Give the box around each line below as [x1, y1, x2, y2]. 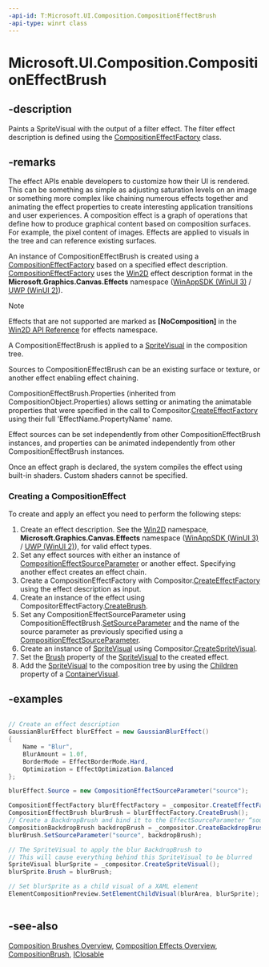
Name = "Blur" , [22, 743, 74, 751]
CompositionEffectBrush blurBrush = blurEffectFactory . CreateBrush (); [8, 809, 249, 817]
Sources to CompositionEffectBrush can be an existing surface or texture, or [8, 365, 260, 375]
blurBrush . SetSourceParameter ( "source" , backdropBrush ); [8, 831, 203, 839]
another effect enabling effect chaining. [8, 373, 139, 383]
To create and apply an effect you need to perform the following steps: [8, 509, 242, 519]
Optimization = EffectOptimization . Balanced [22, 765, 174, 773]
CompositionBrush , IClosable [8, 949, 104, 959]
